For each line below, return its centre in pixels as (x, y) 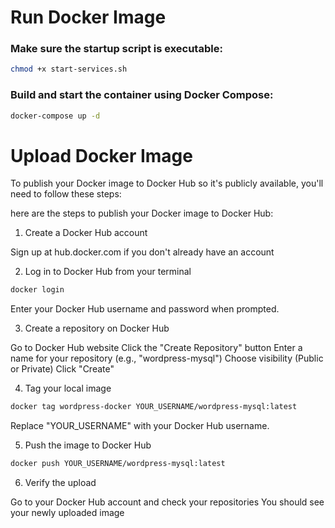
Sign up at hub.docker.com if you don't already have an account (142, 252)
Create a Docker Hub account (86, 233)
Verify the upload (60, 483)
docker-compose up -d (55, 116)
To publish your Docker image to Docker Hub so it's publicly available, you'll (167, 183)
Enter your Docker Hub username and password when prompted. (145, 309)
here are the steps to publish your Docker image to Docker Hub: (142, 213)
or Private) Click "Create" (62, 369)
